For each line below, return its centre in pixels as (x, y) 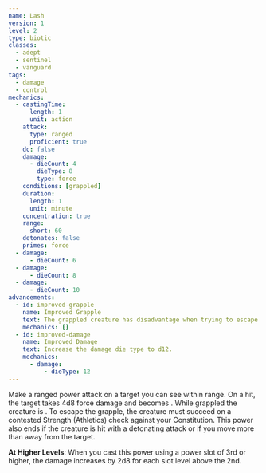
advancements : (32, 298)
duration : (39, 193)
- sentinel (33, 61)
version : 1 (26, 23)
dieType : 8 (55, 171)
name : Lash (26, 16)
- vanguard (33, 68)
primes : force (46, 246)
